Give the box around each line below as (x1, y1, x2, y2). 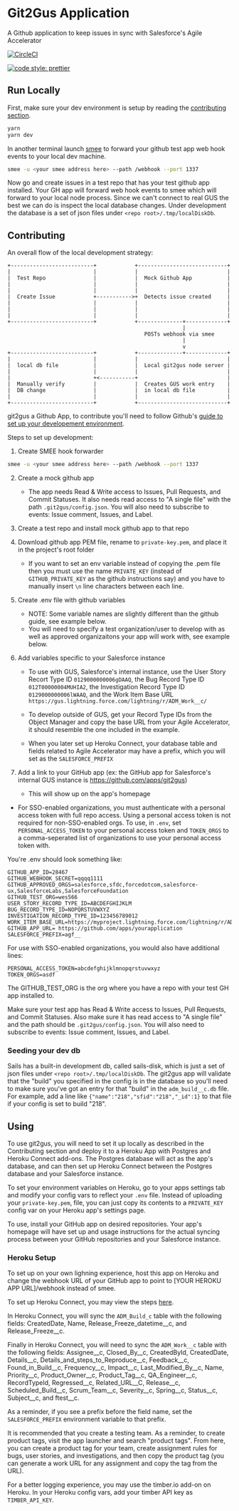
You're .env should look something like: (7, 855, 123, 864)
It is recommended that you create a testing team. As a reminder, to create (7, 1429, 225, 1438)
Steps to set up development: (7, 433, 94, 442)
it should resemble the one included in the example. (28, 726, 180, 734)
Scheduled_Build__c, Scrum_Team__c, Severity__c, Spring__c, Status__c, (7, 1386, 218, 1395)
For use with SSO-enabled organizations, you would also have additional (7, 944, 220, 952)
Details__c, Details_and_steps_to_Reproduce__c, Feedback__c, (7, 1356, 190, 1364)
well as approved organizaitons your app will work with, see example (28, 632, 230, 641)
